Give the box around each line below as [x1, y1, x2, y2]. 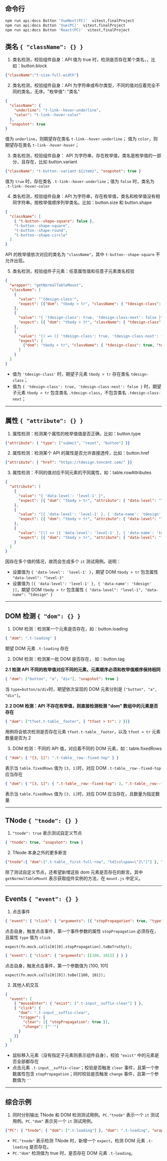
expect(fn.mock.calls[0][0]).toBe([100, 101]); [5, 973, 106, 978]
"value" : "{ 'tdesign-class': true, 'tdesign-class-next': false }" [18, 315, 164, 320]
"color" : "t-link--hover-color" [14, 112, 81, 117]
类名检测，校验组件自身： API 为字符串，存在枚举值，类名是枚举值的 [12, 153, 153, 159]
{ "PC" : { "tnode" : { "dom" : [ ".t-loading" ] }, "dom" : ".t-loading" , [5, 1128, 150, 1133]
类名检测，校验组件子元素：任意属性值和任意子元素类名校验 [12, 268, 135, 274]
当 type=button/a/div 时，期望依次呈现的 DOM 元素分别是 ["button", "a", [5, 686, 158, 692]
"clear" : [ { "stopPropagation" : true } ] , [23, 1019, 110, 1024]
